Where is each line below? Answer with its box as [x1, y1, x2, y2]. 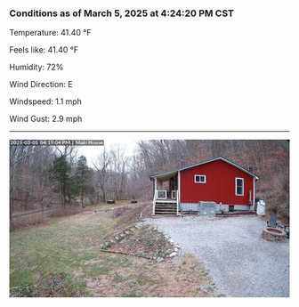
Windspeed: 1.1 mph [9, 96, 83, 107]
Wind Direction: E [9, 79, 73, 90]
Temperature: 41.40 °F [9, 28, 92, 38]
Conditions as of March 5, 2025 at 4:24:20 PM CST [9, 7, 234, 20]
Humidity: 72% [9, 61, 64, 73]
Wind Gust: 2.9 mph [9, 114, 83, 125]
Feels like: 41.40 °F [9, 44, 78, 55]
